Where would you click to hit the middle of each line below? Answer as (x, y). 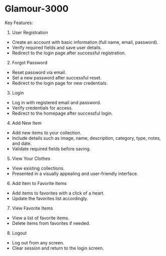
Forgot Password (30, 62)
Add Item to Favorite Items (39, 183)
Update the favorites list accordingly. (50, 198)
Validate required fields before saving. (51, 148)
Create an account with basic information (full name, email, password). (85, 42)
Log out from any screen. (38, 242)
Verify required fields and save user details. (57, 47)
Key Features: (19, 23)
